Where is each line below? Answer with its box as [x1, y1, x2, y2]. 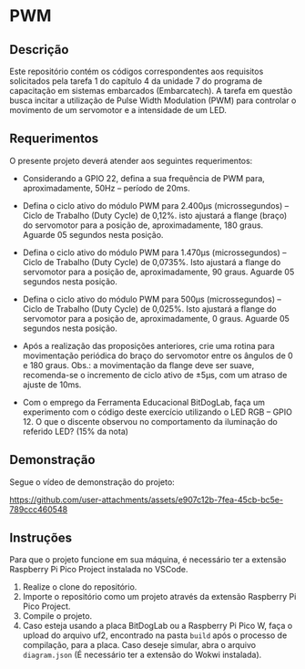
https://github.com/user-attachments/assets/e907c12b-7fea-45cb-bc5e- [9, 494, 284, 505]
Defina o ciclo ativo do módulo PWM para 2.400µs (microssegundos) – [22, 200, 290, 211]
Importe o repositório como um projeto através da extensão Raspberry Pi [22, 592, 297, 602]
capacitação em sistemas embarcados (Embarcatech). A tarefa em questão [9, 86, 293, 96]
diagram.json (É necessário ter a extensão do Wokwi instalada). [22, 649, 262, 661]
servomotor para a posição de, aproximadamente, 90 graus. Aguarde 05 [22, 266, 295, 277]
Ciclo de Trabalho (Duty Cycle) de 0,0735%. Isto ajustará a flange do [22, 256, 281, 267]
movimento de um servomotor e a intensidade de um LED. [9, 105, 228, 115]
